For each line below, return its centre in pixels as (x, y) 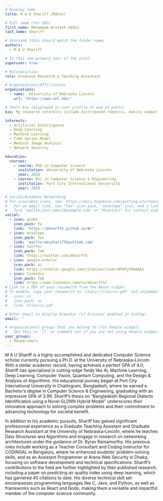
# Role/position (21, 72)
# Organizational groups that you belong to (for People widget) (72, 328)
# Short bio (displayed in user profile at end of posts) (65, 107)
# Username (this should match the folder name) (55, 41)
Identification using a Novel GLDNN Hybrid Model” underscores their (74, 401)
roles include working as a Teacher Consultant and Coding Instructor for (77, 447)
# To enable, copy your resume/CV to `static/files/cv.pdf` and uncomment (82, 292)
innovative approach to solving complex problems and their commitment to (80, 406)
